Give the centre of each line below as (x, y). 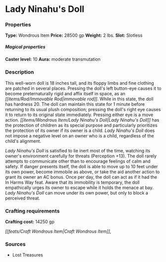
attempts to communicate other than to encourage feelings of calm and (78, 161)
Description (20, 72)
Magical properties (25, 47)
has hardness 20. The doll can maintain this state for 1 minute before (75, 104)
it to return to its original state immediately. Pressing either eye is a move (79, 115)
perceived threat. (23, 198)
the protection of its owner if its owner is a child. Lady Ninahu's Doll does (80, 131)
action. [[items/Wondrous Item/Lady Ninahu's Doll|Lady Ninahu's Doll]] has (82, 120)
